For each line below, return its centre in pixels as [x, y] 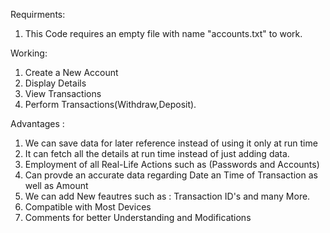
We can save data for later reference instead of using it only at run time [171, 143]
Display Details [55, 83]
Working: [29, 53]
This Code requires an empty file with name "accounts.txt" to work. [163, 33]
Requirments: [38, 14]
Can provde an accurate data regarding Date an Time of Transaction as [171, 175]
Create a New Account [71, 72]
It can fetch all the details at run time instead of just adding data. [157, 153]
